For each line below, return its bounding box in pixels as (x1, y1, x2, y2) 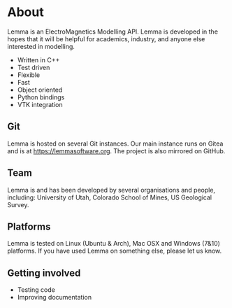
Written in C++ (17, 55, 60, 64)
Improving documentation (17, 293, 92, 302)
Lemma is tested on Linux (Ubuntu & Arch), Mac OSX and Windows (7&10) (7, 239, 220, 248)
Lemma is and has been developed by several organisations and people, (7, 185, 215, 194)
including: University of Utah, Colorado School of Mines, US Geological (7, 193, 212, 202)
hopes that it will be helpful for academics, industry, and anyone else (7, 34, 205, 43)
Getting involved (7, 267, 81, 279)
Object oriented (17, 85, 63, 94)
